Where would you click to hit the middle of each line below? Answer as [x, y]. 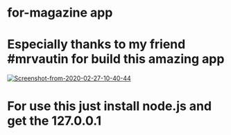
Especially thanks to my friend [96, 45]
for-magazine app [60, 13]
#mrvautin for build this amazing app [116, 59]
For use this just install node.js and [110, 106]
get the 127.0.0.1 [54, 121]
